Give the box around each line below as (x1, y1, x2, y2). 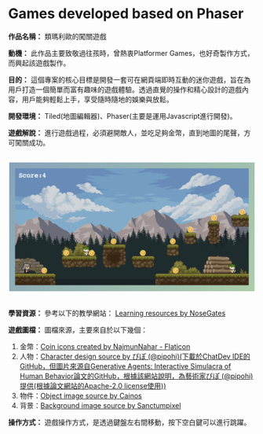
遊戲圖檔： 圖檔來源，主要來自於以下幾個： (8, 325, 148, 335)
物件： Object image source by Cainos (19, 391, 143, 401)
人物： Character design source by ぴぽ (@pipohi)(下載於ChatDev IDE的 (19, 351, 251, 362)
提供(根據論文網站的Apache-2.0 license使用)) (19, 381, 166, 391)
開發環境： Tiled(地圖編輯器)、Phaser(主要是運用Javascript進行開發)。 (8, 111, 237, 120)
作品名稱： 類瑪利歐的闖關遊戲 (8, 31, 107, 41)
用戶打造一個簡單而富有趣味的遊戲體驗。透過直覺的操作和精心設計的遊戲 (8, 84, 242, 94)
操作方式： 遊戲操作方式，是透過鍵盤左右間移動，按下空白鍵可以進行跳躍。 (8, 417, 251, 427)
